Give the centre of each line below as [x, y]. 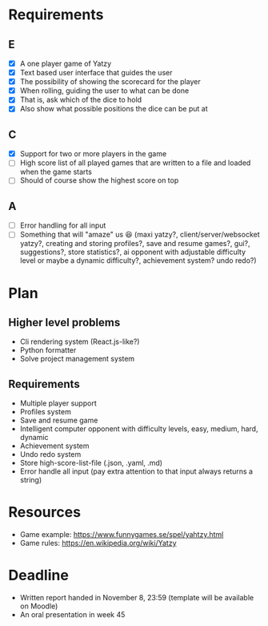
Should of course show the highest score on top [99, 180]
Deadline [39, 576]
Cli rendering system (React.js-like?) [80, 341]
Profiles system [46, 412]
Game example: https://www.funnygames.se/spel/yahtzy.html [122, 535]
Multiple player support [58, 403]
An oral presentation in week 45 [72, 614]
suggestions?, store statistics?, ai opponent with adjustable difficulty [133, 252]
